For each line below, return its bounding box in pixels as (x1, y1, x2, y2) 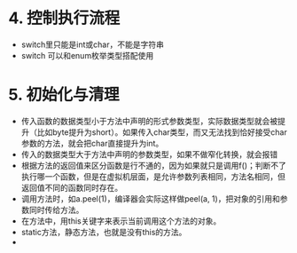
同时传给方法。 (28, 204, 84, 215)
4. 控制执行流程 (8, 8, 121, 28)
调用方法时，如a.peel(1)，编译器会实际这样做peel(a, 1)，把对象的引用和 (20, 193, 280, 204)
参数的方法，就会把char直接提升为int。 (20, 138, 164, 148)
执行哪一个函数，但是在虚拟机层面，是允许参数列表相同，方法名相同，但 (20, 170, 285, 182)
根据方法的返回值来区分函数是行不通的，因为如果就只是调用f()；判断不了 (20, 160, 287, 170)
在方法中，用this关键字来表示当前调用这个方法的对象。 (20, 215, 222, 226)
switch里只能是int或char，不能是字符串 (20, 39, 165, 50)
